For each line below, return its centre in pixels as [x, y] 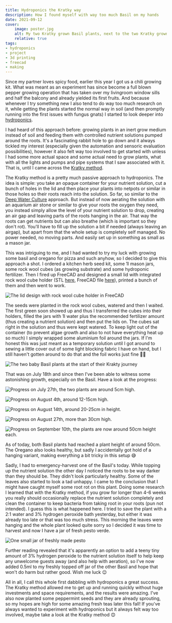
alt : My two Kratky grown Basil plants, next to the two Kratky [84, 34]
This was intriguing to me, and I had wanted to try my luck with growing [81, 253]
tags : [11, 44]
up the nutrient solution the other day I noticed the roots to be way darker [83, 471]
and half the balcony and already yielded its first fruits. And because [77, 98]
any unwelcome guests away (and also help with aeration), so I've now [80, 562]
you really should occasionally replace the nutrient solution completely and [84, 498]
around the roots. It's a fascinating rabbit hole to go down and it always [80, 141]
